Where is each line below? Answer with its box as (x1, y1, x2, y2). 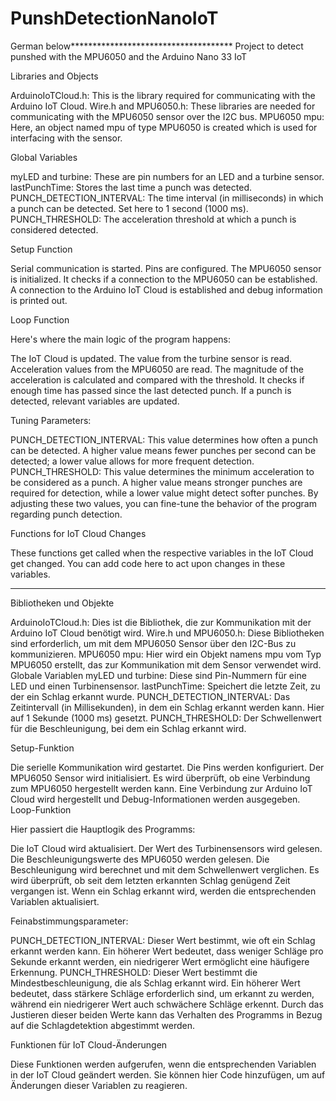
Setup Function (10, 243, 73, 255)
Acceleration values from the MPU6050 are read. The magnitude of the (10, 363, 304, 375)
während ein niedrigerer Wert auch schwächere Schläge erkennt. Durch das (10, 998, 324, 1010)
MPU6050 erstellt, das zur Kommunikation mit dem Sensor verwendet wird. (10, 658, 322, 671)
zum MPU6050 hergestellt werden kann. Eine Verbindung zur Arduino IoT (10, 782, 313, 794)
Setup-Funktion (10, 742, 75, 754)
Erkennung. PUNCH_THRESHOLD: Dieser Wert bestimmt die (10, 966, 258, 978)
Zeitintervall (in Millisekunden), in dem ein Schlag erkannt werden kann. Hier (10, 701, 325, 713)
